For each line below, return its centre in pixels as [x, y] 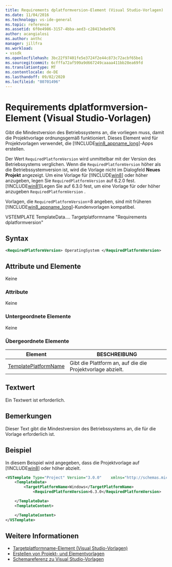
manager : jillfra [24, 44]
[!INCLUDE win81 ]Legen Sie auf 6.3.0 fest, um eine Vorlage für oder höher [83, 186]
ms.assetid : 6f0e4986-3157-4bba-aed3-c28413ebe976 [60, 29]
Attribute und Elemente [43, 266]
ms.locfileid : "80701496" [33, 82]
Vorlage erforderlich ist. [30, 434]
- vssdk [14, 53]
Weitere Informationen [42, 536]
